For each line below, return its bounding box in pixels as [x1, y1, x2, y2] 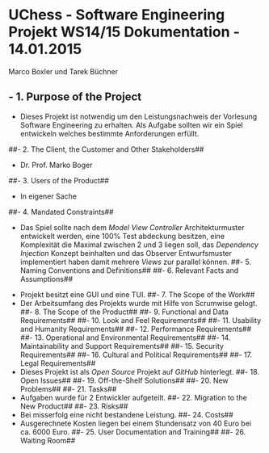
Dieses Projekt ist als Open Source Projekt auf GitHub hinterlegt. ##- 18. [19, 367, 260, 376]
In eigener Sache [19, 191, 77, 201]
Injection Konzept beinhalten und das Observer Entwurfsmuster [19, 248, 233, 258]
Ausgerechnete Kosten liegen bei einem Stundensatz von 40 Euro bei [19, 418, 252, 428]
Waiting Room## [19, 435, 76, 445]
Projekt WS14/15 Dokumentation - [8, 23, 241, 41]
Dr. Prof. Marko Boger [19, 160, 93, 170]
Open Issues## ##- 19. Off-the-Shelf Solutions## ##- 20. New [19, 375, 229, 385]
